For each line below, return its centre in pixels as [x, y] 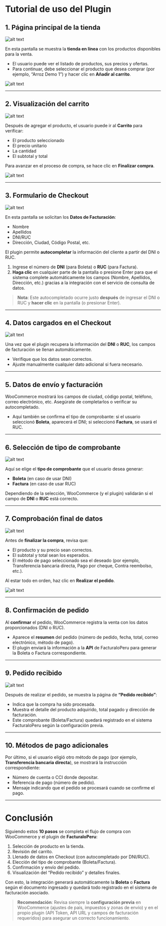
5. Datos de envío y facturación [54, 385]
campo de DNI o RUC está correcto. [42, 499]
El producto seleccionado [38, 140]
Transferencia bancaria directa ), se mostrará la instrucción [66, 763]
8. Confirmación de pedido [47, 610]
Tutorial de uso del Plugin [58, 9]
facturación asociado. [27, 893]
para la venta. [19, 54]
